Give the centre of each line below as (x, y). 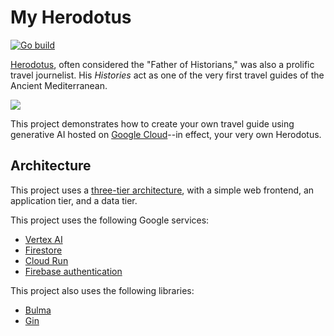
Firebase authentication (73, 271)
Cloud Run (46, 260)
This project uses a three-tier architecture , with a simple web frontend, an (162, 190)
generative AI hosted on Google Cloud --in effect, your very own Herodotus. (166, 134)
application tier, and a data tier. (74, 200)
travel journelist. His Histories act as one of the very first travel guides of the (167, 75)
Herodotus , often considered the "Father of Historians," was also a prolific (162, 64)
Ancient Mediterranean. (59, 85)
